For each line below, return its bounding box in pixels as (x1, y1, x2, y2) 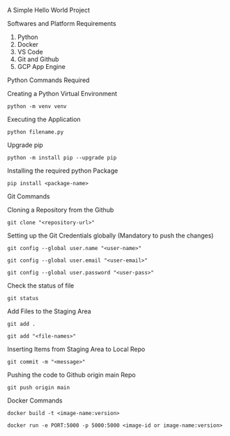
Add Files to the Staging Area (7, 307, 92, 316)
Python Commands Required (7, 76, 90, 84)
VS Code (17, 48, 43, 56)
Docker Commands (7, 396, 63, 405)
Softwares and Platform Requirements (7, 20, 116, 27)
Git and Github (17, 55, 59, 63)
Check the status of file (7, 281, 75, 290)
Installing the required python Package (7, 166, 118, 175)
